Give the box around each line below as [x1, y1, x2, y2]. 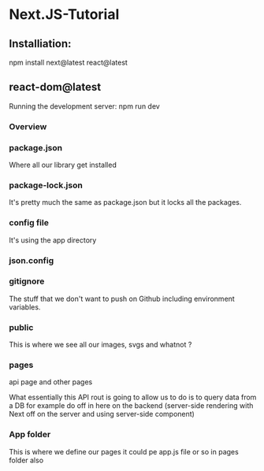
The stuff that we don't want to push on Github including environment [9, 294, 235, 303]
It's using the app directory [9, 235, 97, 245]
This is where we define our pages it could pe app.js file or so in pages [9, 447, 239, 456]
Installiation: [9, 37, 72, 50]
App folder [9, 429, 51, 440]
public [9, 321, 34, 332]
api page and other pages [9, 377, 93, 387]
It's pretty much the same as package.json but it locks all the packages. [9, 198, 242, 207]
